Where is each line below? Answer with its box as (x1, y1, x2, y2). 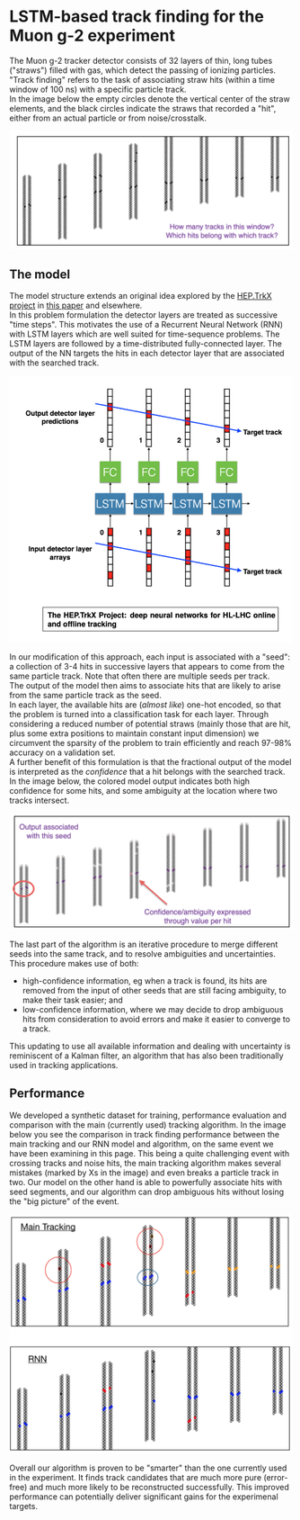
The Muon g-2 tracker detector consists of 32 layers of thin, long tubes (9, 55, 273, 66)
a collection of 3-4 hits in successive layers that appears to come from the (9, 661, 285, 672)
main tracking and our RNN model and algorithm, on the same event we (9, 1138, 274, 1149)
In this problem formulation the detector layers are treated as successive (9, 310, 278, 320)
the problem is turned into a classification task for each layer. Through (9, 709, 269, 720)
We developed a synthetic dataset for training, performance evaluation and (9, 1110, 287, 1120)
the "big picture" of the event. (9, 1195, 119, 1207)
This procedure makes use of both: (9, 958, 139, 968)
